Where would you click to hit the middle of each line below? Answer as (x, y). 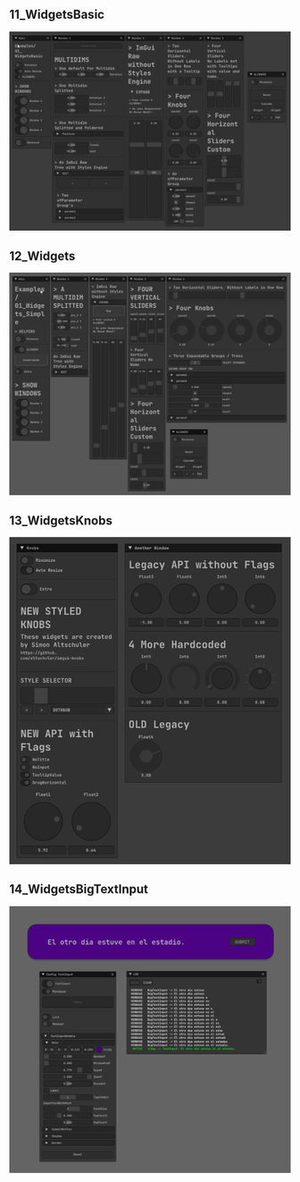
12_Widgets (42, 255)
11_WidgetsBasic (57, 15)
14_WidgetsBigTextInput (79, 889)
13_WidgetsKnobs (61, 520)
